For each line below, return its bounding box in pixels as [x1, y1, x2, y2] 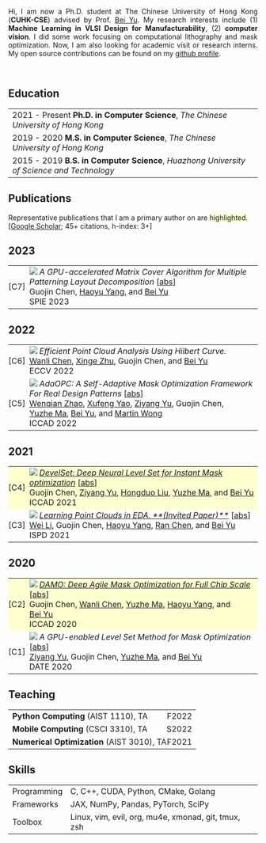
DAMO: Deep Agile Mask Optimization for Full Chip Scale [39, 579, 251, 590]
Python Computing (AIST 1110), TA [12, 710, 148, 721]
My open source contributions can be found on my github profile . [8, 49, 222, 58]
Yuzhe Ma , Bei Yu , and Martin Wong [28, 408, 163, 419]
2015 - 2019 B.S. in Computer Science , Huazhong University [12, 154, 246, 165]
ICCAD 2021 [28, 497, 78, 508]
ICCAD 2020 [28, 618, 78, 629]
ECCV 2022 [28, 366, 74, 377]
